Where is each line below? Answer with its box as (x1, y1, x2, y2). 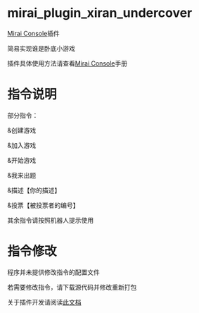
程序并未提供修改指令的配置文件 (7, 268, 100, 276)
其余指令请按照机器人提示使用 (7, 216, 94, 224)
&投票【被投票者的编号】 (7, 201, 79, 209)
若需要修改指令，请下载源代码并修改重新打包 (7, 283, 137, 291)
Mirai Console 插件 (7, 29, 60, 37)
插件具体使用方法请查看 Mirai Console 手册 (7, 59, 128, 68)
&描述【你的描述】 (7, 185, 61, 195)
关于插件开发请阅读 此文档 (7, 297, 82, 306)
